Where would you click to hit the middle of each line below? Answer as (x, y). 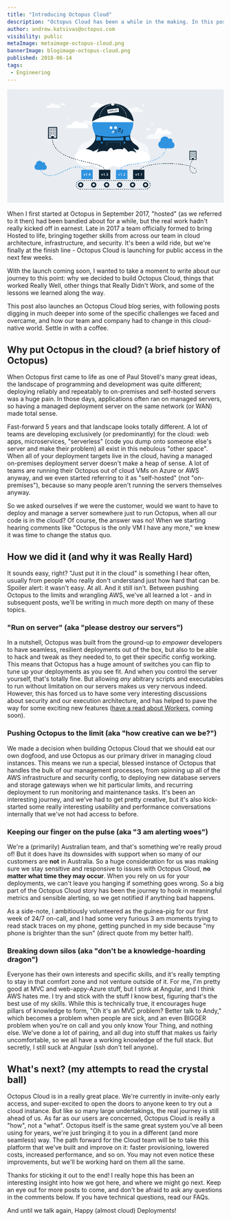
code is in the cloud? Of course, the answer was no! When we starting (107, 520)
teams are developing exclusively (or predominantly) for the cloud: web (108, 434)
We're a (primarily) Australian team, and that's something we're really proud (114, 847)
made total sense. (32, 414)
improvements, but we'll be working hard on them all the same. (96, 1162)
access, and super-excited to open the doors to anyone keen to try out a (110, 1104)
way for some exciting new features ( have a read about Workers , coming (110, 708)
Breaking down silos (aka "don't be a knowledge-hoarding (107, 950)
